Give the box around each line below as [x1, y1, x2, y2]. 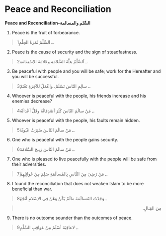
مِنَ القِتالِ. [142, 205, 162, 211]
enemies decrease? [11, 98, 53, 104]
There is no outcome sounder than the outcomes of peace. [11, 215, 133, 221]
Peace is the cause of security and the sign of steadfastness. [11, 49, 138, 55]
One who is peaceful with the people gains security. [11, 136, 119, 142]
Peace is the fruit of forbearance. [11, 29, 80, 35]
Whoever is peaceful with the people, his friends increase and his [11, 93, 146, 99]
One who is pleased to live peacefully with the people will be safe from [11, 156, 157, 162]
